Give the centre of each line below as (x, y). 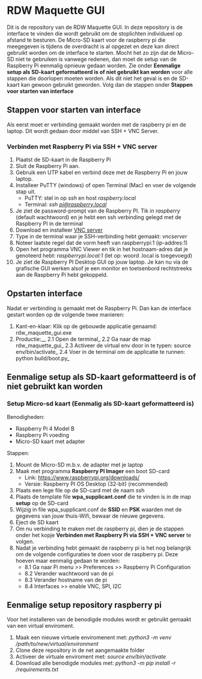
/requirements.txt (37, 669)
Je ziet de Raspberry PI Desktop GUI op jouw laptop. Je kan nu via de (102, 262)
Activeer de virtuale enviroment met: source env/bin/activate (91, 657)
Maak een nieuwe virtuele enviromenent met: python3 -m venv (93, 637)
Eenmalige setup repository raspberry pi (84, 605)
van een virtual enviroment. (41, 626)
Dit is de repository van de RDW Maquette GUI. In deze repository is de (95, 27)
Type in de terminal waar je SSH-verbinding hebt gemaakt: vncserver (101, 237)
